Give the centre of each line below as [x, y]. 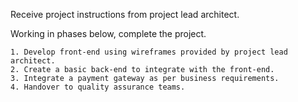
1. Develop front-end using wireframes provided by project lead [149, 52]
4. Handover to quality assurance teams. [98, 87]
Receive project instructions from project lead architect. [125, 14]
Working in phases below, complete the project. [108, 33]
